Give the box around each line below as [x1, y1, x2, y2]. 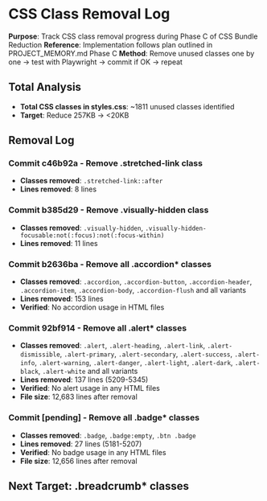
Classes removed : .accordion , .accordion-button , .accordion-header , [19, 277, 253, 286]
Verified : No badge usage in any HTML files [19, 447, 166, 457]
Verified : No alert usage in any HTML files [19, 384, 161, 393]
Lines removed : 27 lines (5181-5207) [19, 439, 142, 449]
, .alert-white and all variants [38, 367, 138, 376]
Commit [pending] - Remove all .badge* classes [8, 412, 199, 423]
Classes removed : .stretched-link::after [19, 176, 163, 186]
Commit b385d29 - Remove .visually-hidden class [8, 204, 209, 216]
